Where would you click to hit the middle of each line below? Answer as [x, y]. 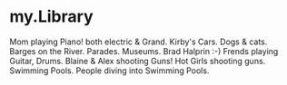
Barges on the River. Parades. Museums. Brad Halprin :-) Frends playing [144, 51]
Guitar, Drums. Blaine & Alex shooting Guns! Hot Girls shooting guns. [138, 61]
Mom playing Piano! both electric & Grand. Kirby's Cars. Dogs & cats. [139, 42]
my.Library [51, 17]
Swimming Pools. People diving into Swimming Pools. [109, 71]
